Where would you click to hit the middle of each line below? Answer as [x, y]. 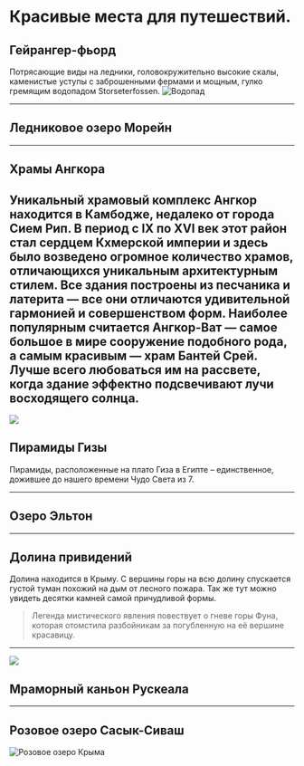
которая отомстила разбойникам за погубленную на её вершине [158, 626]
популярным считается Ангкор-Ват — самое [143, 327]
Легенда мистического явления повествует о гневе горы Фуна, [155, 616]
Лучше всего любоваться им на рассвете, [135, 370]
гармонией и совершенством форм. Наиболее [148, 313]
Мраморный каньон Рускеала [99, 689]
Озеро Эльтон [51, 517]
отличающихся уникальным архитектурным [144, 270]
